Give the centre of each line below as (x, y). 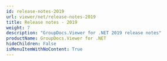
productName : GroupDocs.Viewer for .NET (56, 38)
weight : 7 (18, 28)
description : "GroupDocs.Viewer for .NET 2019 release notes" (84, 33)
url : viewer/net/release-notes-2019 (51, 17)
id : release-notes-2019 (35, 11)
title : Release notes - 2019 (42, 22)
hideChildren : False (31, 44)
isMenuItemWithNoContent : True (44, 49)
